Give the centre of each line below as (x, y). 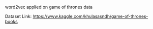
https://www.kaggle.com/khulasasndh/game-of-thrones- (91, 16)
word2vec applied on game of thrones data (49, 7)
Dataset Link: (18, 16)
